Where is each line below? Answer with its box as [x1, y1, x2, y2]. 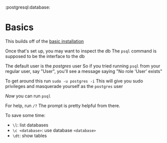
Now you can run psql [5, 92, 51, 99]
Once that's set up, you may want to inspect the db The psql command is [5, 47, 157, 54]
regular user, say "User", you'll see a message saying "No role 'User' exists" [5, 68, 162, 74]
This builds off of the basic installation [5, 38, 84, 44]
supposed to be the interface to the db [5, 53, 85, 59]
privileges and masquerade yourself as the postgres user [5, 83, 123, 89]
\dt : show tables [12, 132, 47, 138]
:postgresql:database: [5, 4, 51, 10]
